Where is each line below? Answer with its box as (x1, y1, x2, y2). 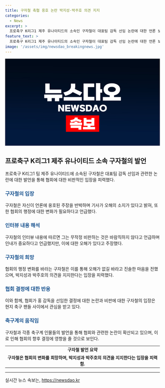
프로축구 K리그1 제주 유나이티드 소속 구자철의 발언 (5, 156, 146, 165)
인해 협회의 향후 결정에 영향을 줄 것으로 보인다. (10, 335, 100, 341)
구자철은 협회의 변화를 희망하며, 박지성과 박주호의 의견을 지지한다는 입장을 (7, 355, 149, 360)
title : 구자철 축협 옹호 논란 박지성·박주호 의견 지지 (5, 8, 100, 13)
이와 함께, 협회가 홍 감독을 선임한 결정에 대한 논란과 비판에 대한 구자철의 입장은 (5, 298, 156, 303)
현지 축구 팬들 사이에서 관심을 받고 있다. (5, 304, 81, 310)
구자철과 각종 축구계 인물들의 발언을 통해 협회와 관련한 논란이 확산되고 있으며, (5, 329, 153, 335)
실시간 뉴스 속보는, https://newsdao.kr (5, 377, 80, 383)
